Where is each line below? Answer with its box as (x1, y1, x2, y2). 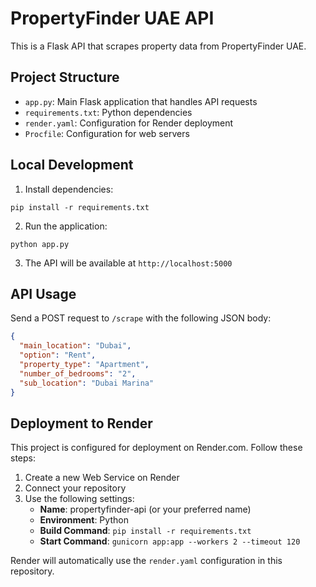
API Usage (10, 285, 77, 302)
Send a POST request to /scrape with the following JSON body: (10, 312, 272, 324)
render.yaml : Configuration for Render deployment (24, 117, 234, 129)
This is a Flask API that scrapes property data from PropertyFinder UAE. (10, 40, 307, 52)
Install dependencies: (24, 183, 114, 195)
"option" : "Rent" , (19, 350, 97, 361)
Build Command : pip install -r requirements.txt (39, 525, 252, 537)
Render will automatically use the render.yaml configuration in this (10, 555, 283, 567)
